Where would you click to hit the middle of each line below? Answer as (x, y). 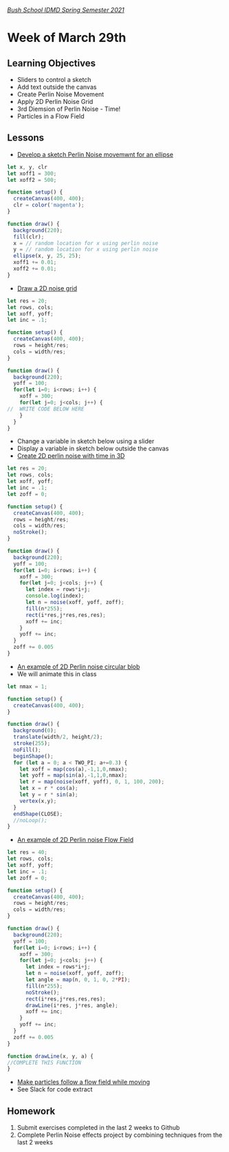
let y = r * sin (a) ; (49, 795)
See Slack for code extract (55, 1089)
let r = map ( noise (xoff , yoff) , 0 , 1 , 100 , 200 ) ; (92, 782)
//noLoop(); (31, 820)
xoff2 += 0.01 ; (35, 269)
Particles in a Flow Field (51, 116)
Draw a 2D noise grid (47, 288)
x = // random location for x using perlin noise (86, 243)
